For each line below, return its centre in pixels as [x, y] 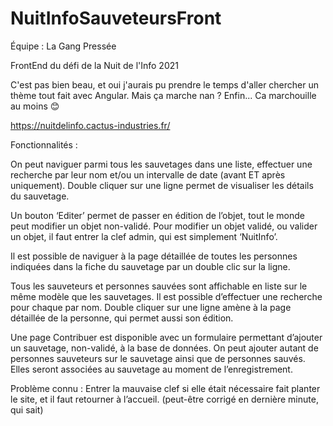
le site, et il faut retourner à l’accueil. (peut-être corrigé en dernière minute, [164, 399]
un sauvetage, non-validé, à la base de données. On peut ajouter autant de [164, 348]
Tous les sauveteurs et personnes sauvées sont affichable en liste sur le [159, 286]
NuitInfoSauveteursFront [116, 18]
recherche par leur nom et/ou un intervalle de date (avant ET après [148, 174]
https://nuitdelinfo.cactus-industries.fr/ [90, 125]
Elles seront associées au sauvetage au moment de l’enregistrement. [151, 369]
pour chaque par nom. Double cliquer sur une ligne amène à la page [151, 307]
